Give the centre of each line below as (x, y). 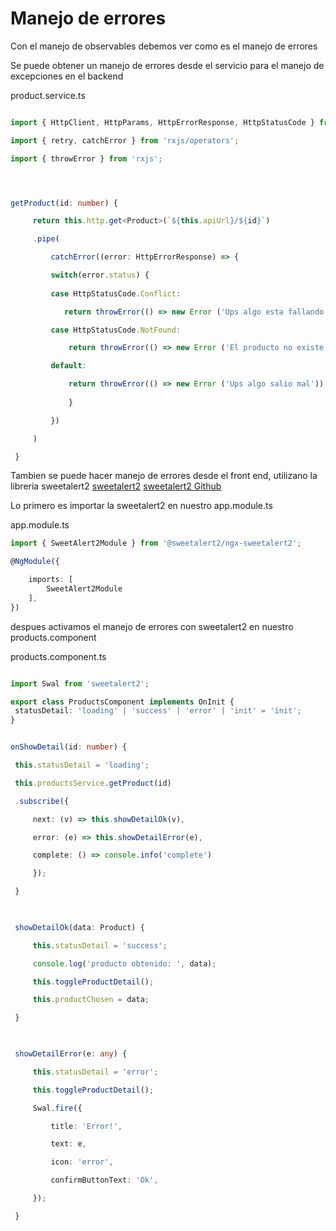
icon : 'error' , (82, 1162)
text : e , (68, 1144)
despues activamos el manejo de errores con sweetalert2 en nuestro (152, 626)
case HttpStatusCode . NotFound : (116, 330)
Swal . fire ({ (57, 1108)
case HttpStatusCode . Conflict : (116, 293)
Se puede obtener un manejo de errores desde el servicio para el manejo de (167, 65)
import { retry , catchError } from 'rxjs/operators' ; (125, 140)
